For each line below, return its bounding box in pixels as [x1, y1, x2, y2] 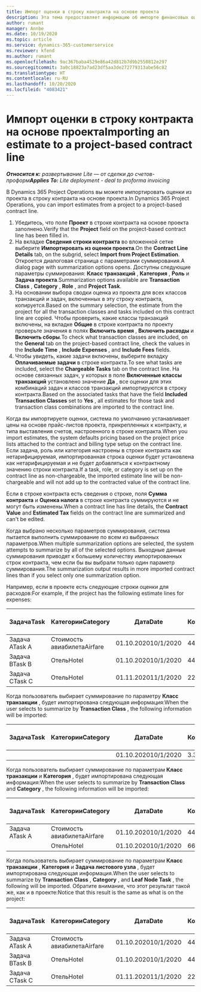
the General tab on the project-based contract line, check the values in [14, 339, 190, 347]
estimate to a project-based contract [6, 138, 193, 151]
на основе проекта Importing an [6, 125, 170, 139]
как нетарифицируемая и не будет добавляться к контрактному [6, 459, 170, 467]
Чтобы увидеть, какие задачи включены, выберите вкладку [14, 352, 169, 360]
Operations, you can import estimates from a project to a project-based [6, 201, 182, 208]
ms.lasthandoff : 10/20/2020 [6, 81, 77, 87]
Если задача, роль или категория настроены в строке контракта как [6, 446, 181, 454]
